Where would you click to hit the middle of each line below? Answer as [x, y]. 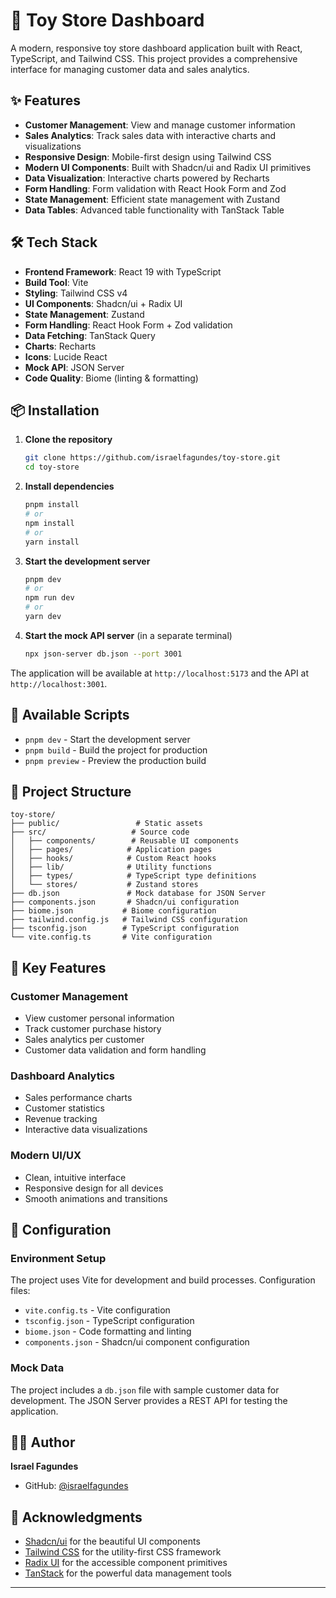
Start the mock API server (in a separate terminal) [128, 635]
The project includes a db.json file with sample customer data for [145, 1390]
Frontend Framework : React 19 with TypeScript [123, 271]
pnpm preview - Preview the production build [115, 760]
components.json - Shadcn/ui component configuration [137, 1342]
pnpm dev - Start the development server [107, 739]
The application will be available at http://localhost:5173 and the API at [160, 673]
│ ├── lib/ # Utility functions [111, 867]
